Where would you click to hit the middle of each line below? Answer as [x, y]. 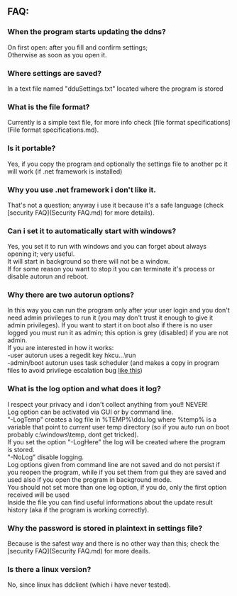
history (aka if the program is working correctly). [78, 510]
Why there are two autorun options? [71, 295]
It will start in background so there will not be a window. [89, 262]
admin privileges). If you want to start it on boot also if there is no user [110, 325]
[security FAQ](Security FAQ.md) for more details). [81, 213]
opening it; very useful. [41, 254]
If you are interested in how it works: [61, 348]
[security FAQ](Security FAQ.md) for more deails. [79, 551]
